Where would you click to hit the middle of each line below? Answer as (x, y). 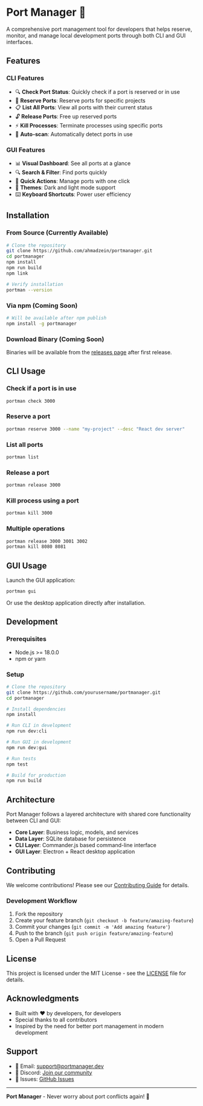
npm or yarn (30, 659)
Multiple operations (36, 529)
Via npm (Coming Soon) (42, 305)
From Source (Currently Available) (57, 233)
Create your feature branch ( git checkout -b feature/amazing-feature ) (104, 920)
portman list (23, 457)
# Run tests (21, 758)
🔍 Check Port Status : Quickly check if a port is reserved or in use (97, 92)
